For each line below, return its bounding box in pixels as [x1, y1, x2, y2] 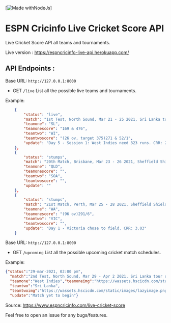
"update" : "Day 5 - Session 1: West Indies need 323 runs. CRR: [23, 140, 163, 145]
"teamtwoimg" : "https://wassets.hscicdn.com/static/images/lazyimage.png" [10, 288, 169, 293]
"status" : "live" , [23, 112, 63, 117]
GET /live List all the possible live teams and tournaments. [12, 87, 136, 94]
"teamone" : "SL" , [23, 121, 60, 127]
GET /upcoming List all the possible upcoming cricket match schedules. [12, 250, 161, 256]
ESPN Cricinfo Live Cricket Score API [5, 23, 164, 34]
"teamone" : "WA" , [23, 207, 60, 212]
